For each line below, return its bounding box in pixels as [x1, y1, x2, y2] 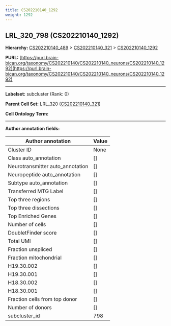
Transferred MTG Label [8, 188, 64, 195]
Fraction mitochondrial [8, 254, 62, 261]
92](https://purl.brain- [5, 65, 52, 72]
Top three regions [8, 196, 50, 203]
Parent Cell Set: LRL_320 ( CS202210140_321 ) [5, 101, 101, 107]
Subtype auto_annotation [8, 179, 68, 187]
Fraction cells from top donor [8, 296, 77, 303]
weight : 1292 [5, 12, 33, 17]
